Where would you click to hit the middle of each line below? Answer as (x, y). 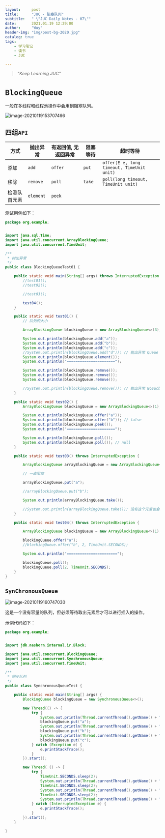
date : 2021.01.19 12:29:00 (39, 23)
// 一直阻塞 (33, 474)
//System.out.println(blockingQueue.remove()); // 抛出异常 (84, 388)
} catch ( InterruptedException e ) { (69, 804)
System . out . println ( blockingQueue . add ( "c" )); (70, 348)
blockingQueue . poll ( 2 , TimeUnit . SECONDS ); (67, 567)
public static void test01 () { (46, 317)
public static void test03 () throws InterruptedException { (77, 456)
